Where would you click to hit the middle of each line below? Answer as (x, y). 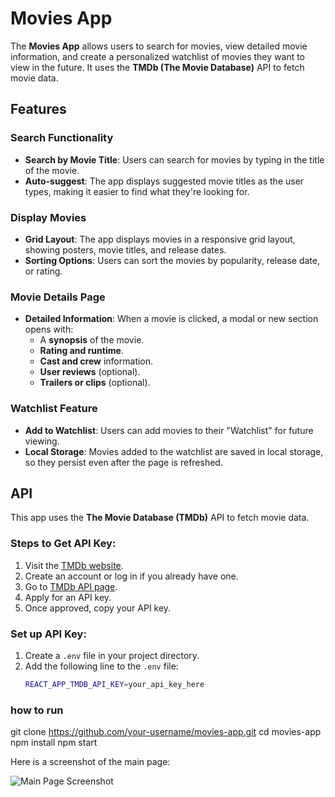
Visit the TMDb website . (74, 565)
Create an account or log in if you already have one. (131, 576)
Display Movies (48, 217)
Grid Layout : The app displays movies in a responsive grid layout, (160, 239)
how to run (37, 710)
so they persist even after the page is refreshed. (123, 462)
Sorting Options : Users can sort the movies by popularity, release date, (172, 260)
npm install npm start (54, 743)
